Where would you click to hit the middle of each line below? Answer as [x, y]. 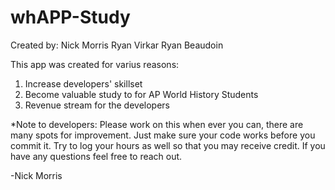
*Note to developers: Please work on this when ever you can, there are [157, 124]
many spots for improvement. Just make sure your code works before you [163, 135]
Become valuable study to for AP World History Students [141, 94]
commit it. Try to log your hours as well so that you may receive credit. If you [168, 145]
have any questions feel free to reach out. [96, 156]
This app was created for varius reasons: [95, 64]
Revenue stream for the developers [97, 105]
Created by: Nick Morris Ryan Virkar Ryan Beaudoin [117, 45]
